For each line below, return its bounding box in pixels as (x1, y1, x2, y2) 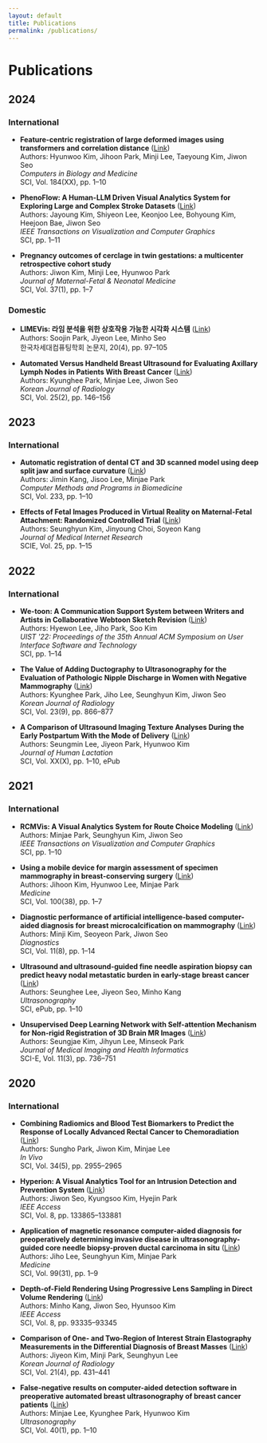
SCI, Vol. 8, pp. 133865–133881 (19, 1210, 122, 1220)
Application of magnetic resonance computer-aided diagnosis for (19, 1226, 242, 1236)
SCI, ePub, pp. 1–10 (19, 1004, 83, 1014)
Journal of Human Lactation (19, 747, 113, 757)
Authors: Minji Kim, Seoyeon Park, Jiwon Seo (19, 929, 169, 939)
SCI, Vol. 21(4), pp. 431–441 (19, 1368, 110, 1377)
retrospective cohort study (19, 259, 112, 269)
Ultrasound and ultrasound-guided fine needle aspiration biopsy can (19, 961, 253, 971)
